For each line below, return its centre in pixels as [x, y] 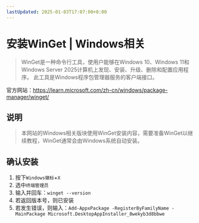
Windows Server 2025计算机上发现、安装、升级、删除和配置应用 [102, 69]
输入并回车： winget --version [53, 193]
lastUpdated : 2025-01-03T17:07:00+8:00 [57, 12]
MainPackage [30, 214]
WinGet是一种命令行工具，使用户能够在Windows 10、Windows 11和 [105, 62]
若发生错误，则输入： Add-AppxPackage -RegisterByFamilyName [92, 208]
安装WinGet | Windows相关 [76, 44]
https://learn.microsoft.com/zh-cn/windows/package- [100, 90]
